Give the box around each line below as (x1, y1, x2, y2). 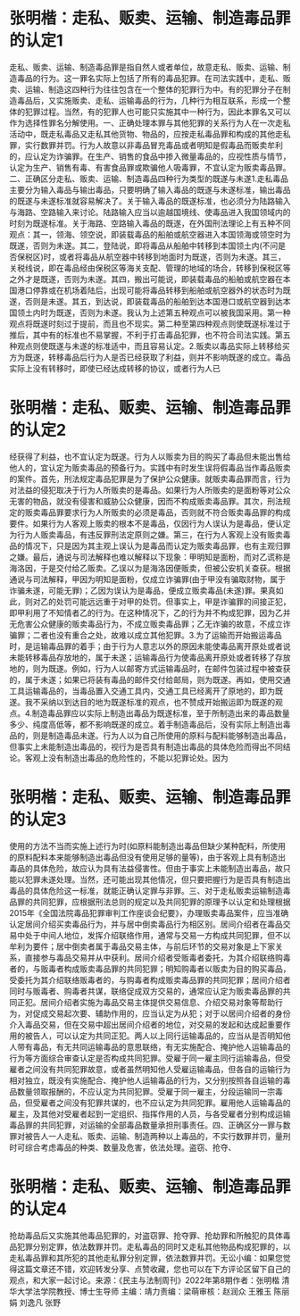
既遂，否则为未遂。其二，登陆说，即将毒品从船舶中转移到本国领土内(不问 (9, 240, 279, 251)
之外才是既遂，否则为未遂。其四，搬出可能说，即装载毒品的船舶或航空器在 (9, 273, 283, 284)
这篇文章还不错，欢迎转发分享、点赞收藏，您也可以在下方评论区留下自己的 (16, 1263, 291, 1274)
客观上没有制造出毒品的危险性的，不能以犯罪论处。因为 (24, 752, 229, 763)
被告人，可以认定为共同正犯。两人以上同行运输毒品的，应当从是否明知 (24, 1030, 283, 1041)
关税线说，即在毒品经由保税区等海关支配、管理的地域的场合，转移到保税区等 (9, 262, 291, 273)
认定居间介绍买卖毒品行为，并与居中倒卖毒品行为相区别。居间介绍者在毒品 (9, 919, 283, 929)
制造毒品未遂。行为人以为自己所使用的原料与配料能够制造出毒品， (47, 729, 291, 741)
